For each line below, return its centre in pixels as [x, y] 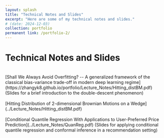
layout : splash [21, 10]
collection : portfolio [29, 28]
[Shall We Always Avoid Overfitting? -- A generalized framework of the [78, 77]
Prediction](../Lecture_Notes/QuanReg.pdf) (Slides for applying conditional [82, 124]
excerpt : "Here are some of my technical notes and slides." [70, 19]
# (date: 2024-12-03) [28, 24]
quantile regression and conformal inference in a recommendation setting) [82, 130]
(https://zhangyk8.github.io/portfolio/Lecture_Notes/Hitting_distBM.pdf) [79, 87]
